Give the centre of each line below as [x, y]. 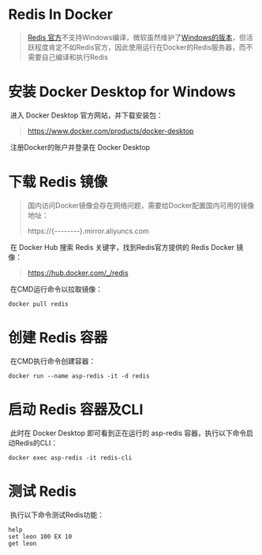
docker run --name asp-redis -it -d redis [79, 376]
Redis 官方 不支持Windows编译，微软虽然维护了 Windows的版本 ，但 [137, 37]
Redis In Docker [60, 15]
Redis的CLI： [36, 442]
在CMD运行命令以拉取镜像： [56, 289]
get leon [22, 543]
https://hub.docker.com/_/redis [78, 273]
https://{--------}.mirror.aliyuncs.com [88, 231]
